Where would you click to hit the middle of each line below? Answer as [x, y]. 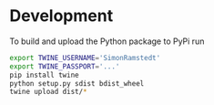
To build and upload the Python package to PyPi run [107, 41]
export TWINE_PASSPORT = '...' [65, 66]
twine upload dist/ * [49, 92]
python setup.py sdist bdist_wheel [77, 83]
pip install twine [44, 75]
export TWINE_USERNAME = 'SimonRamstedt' [85, 58]
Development [61, 16]
